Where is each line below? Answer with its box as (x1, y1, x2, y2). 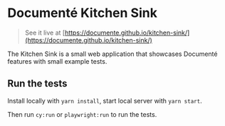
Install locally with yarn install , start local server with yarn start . (7, 96, 202, 105)
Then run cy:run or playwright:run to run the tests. (7, 110, 157, 118)
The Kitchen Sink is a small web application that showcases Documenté (7, 50, 218, 58)
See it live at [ (24, 28, 66, 37)
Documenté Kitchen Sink (7, 5, 158, 21)
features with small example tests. (7, 57, 108, 65)
